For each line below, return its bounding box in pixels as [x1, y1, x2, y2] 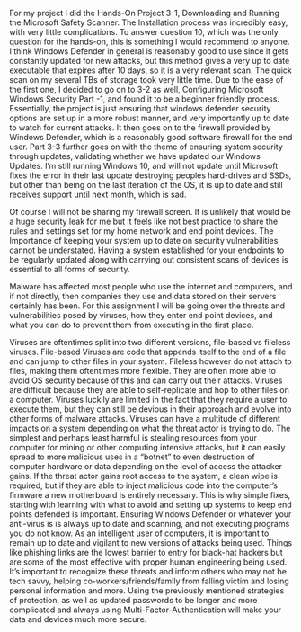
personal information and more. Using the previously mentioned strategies [9, 585, 285, 596]
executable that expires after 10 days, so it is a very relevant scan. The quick [9, 65, 292, 76]
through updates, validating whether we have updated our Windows [9, 151, 261, 161]
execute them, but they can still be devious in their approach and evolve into [9, 404, 292, 414]
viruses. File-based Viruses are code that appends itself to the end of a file [9, 346, 287, 357]
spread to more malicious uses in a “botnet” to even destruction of [9, 451, 255, 462]
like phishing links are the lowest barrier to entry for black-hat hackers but [9, 547, 283, 557]
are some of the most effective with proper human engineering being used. [9, 556, 288, 567]
